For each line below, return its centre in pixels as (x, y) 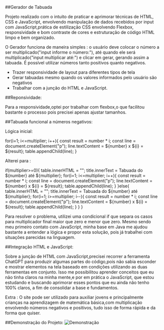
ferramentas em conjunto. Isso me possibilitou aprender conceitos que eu (80, 272)
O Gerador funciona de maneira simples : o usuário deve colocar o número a (82, 47)
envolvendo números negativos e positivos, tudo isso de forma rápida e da (80, 308)
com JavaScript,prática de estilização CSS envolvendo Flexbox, (69, 27)
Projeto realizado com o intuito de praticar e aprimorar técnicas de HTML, (79, 16)
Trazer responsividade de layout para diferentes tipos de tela (74, 72)
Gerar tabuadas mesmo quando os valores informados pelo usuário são (84, 77)
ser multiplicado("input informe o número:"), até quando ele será (70, 52)
